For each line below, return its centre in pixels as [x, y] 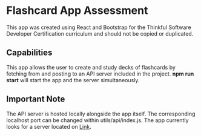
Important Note [36, 99]
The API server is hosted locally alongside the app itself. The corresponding [101, 114]
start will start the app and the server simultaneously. [73, 80]
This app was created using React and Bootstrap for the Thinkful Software [99, 27]
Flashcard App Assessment [77, 11]
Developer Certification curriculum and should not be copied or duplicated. [100, 33]
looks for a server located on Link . [49, 126]
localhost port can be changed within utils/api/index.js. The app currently [97, 120]
